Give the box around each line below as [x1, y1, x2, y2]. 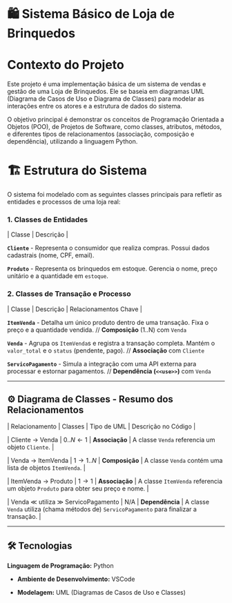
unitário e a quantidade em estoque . [7, 272, 109, 280]
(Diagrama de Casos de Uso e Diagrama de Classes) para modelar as [7, 95, 205, 103]
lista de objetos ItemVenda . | [7, 464, 86, 472]
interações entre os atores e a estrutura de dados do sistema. [7, 102, 183, 110]
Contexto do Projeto [7, 57, 124, 73]
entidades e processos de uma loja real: [7, 198, 121, 206]
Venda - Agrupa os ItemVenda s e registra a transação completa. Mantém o [7, 339, 215, 347]
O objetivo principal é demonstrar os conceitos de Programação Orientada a [7, 115, 224, 123]
